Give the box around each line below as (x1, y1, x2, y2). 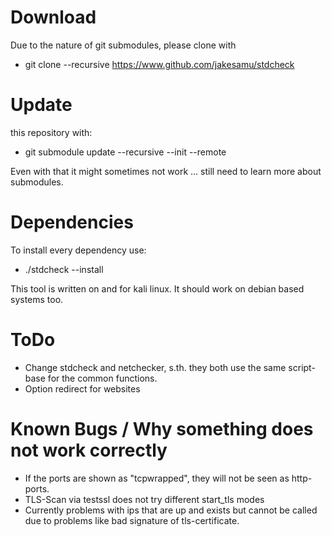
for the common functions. (47, 372, 158, 384)
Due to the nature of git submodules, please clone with (10, 39, 237, 51)
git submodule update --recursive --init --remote (24, 146, 227, 158)
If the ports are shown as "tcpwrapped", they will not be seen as (24, 472, 290, 484)
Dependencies (10, 211, 134, 234)
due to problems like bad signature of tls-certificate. (24, 514, 240, 526)
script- (288, 361, 316, 373)
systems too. (10, 293, 64, 305)
